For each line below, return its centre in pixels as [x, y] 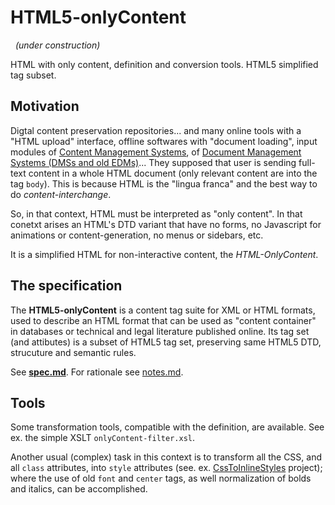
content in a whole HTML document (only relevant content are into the [173, 173]
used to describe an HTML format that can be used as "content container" [163, 320]
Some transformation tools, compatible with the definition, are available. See [167, 427]
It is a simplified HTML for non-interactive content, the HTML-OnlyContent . [164, 254]
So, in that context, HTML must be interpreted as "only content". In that [156, 213]
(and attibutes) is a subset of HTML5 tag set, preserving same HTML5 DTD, [166, 342]
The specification [66, 286]
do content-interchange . [61, 194]
